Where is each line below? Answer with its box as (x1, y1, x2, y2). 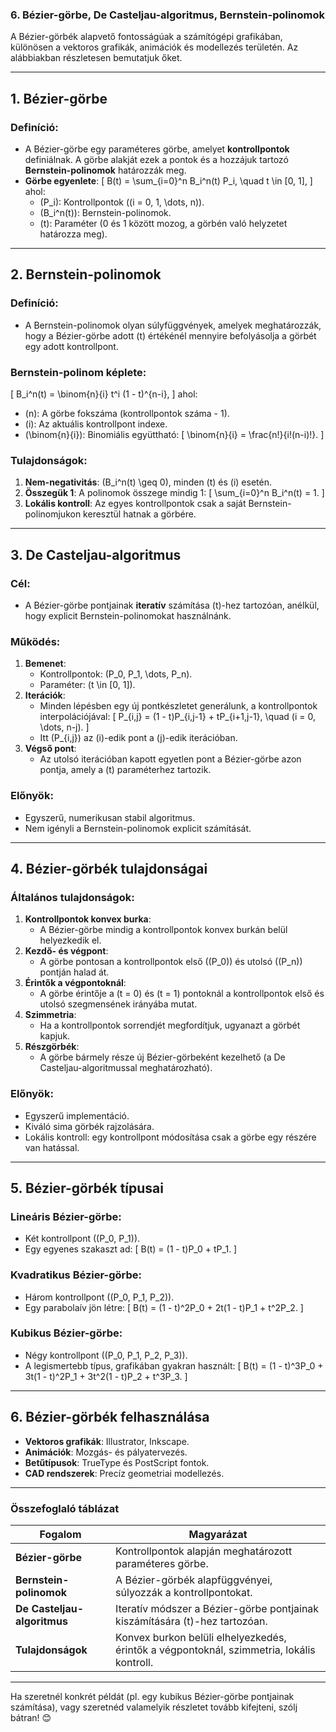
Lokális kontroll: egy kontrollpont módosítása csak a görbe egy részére (24, 1131, 317, 1143)
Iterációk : (24, 689, 66, 702)
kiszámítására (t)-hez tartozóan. (115, 1614, 268, 1628)
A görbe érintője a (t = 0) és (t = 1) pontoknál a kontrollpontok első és (39, 988, 325, 1000)
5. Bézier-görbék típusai (10, 1179, 165, 1197)
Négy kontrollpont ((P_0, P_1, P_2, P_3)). (24, 1349, 188, 1361)
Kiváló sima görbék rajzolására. (24, 1120, 155, 1132)
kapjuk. (39, 1030, 71, 1042)
